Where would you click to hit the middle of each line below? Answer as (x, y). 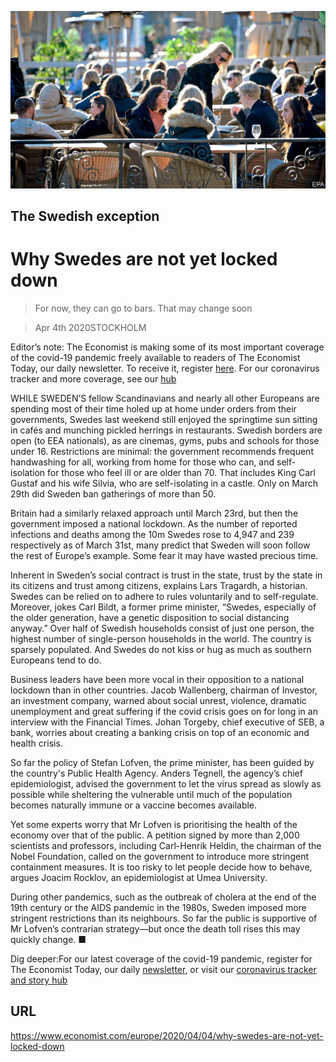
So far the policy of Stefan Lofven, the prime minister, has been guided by (162, 762)
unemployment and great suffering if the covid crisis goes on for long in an (164, 711)
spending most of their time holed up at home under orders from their (153, 408)
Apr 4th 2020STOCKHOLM (90, 327)
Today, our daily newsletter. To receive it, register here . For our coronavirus (165, 368)
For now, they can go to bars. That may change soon (143, 308)
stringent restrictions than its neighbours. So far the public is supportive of (164, 918)
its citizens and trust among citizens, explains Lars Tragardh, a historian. (159, 585)
